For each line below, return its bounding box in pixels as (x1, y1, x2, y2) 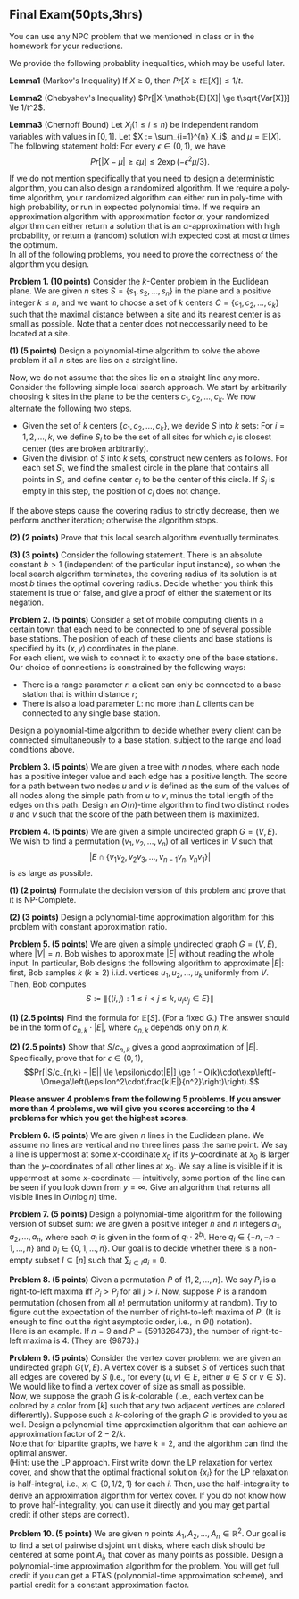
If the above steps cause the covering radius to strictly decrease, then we (9, 505, 280, 515)
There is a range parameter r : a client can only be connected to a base (21, 679, 282, 690)
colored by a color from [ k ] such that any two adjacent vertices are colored (9, 1400, 286, 1411)
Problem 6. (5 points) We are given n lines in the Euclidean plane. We (9, 1130, 265, 1141)
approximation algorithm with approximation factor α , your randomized (9, 211, 270, 222)
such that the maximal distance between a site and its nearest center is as (9, 309, 281, 319)
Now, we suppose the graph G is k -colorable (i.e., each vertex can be (9, 1391, 265, 1401)
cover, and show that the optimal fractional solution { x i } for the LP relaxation (9, 1467, 288, 1480)
